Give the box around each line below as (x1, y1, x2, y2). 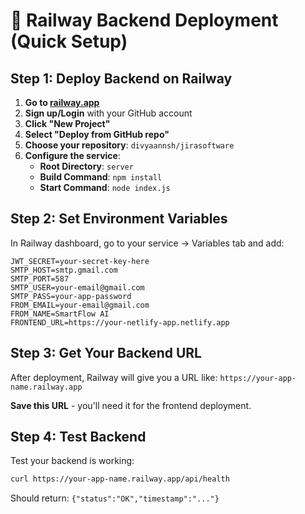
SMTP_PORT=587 (10, 274, 70, 284)
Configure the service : (24, 150, 121, 161)
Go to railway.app (24, 97, 100, 108)
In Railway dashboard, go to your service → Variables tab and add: (10, 237, 285, 249)
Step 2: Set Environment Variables (10, 210, 228, 228)
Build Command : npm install (39, 171, 163, 183)
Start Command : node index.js (39, 182, 171, 193)
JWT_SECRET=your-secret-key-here (10, 256, 150, 266)
